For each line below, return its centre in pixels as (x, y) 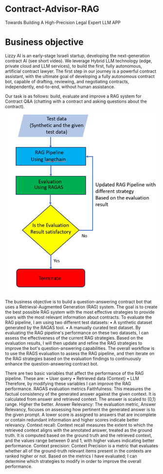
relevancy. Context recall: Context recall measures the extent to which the (79, 425)
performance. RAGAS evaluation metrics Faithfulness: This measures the (78, 389)
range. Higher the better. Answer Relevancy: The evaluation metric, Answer (81, 404)
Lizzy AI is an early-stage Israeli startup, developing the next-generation (77, 56)
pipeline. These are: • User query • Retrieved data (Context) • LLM (72, 378)
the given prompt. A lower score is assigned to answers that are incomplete (81, 415)
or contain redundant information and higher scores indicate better (72, 420)
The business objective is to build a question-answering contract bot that (78, 302)
